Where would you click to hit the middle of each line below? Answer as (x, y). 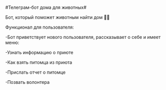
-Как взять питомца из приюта (39, 62)
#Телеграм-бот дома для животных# (46, 7)
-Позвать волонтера (28, 82)
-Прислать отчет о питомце (35, 72)
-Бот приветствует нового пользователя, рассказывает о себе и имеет (83, 37)
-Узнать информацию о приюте (39, 52)
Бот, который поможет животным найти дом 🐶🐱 (57, 17)
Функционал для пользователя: (40, 27)
